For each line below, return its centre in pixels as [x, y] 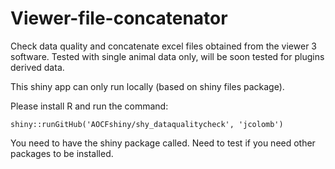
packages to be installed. [62, 153]
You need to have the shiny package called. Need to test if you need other [163, 143]
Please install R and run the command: [89, 106]
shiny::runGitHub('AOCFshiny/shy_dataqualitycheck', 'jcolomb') [147, 124]
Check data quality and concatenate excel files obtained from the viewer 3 [163, 46]
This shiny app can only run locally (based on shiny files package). [147, 86]
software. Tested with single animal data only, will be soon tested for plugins [167, 56]
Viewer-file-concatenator [119, 18]
